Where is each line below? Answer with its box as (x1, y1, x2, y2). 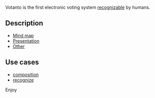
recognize (12, 77, 34, 83)
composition (12, 71, 39, 78)
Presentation (12, 38, 40, 44)
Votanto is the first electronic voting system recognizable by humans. (5, 5, 150, 10)
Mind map (12, 32, 34, 39)
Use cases (5, 58, 39, 67)
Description (5, 19, 43, 27)
